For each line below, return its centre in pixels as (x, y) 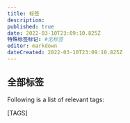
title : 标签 (23, 14)
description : (26, 20)
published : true (31, 26)
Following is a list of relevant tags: (56, 99)
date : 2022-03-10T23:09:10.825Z (54, 33)
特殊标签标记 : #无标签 (35, 40)
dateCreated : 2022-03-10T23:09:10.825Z (65, 53)
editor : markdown (32, 46)
